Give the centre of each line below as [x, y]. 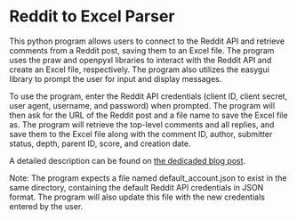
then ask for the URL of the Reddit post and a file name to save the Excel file [148, 115]
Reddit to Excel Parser [92, 16]
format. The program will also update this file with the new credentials [137, 197]
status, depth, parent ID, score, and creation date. [100, 143]
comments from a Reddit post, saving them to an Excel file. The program [142, 50]
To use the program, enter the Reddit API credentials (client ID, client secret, [148, 96]
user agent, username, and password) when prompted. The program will [142, 105]
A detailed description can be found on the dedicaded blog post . [128, 160]
